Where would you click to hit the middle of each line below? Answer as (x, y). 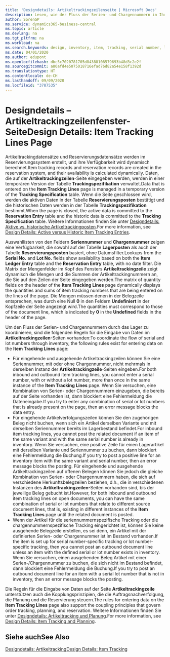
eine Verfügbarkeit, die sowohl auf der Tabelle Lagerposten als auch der (81, 247)
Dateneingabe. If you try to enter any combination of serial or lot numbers (89, 401)
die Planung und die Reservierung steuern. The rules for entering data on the (85, 600)
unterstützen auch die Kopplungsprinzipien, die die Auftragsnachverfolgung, (85, 594)
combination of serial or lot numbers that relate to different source (81, 504)
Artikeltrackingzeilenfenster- (68, 121)
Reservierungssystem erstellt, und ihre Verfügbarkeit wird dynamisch (78, 162)
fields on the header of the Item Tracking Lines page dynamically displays (83, 285)
